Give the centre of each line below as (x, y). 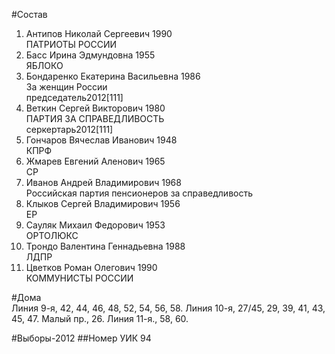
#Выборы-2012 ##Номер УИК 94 (81, 338)
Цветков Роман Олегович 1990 (91, 267)
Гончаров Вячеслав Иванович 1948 (101, 140)
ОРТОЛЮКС (52, 235)
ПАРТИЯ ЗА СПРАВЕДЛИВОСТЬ (95, 118)
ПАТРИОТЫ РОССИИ (71, 44)
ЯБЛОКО (44, 65)
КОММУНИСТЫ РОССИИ (79, 278)
